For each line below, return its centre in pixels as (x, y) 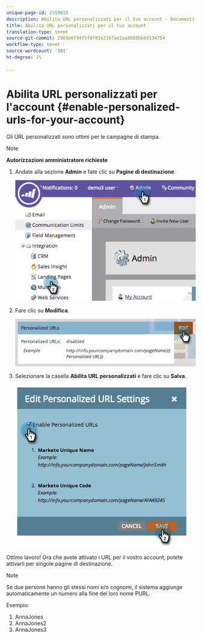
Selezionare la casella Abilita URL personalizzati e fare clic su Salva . (101, 376)
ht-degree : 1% (24, 57)
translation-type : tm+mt (37, 32)
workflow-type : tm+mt (33, 45)
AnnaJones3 (31, 630)
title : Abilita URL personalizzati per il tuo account (76, 25)
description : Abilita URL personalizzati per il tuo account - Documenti (101, 19)
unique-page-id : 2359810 (37, 13)
